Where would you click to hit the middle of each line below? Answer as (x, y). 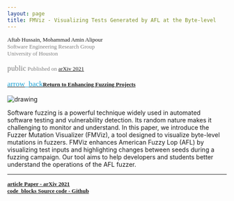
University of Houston (33, 53)
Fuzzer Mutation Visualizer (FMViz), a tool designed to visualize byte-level (114, 135)
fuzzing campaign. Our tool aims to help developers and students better (110, 156)
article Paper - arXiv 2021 (39, 184)
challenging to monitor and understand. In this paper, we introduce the (108, 127)
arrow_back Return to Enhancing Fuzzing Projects (71, 84)
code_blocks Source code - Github (48, 191)
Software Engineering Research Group (51, 46)
